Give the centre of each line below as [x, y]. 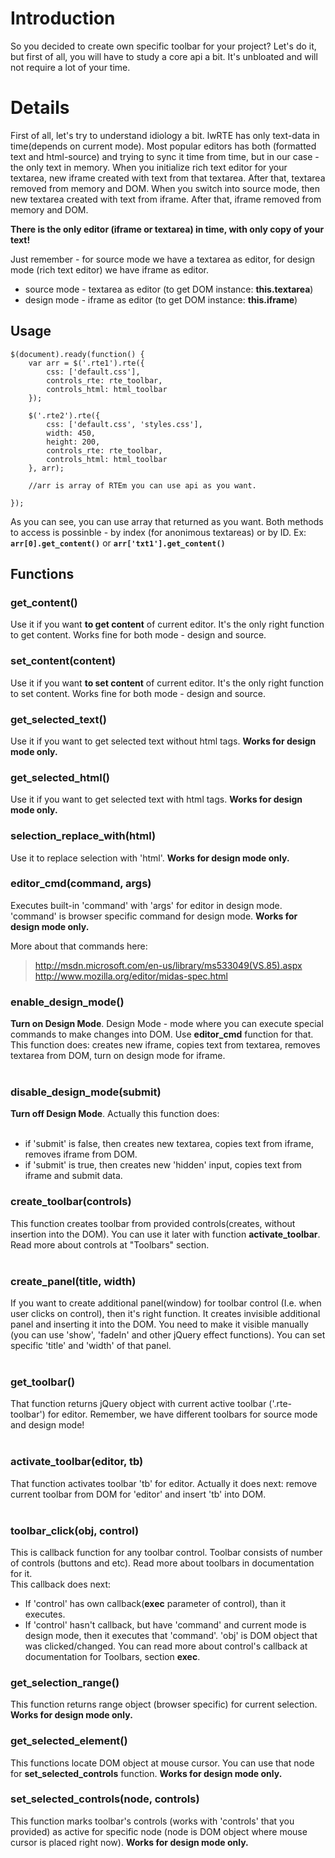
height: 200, [73, 442]
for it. [21, 1573]
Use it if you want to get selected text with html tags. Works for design [156, 799]
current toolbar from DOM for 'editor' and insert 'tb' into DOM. [138, 1494]
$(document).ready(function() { [77, 354]
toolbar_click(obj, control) [75, 1530]
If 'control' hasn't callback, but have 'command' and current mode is [165, 1624]
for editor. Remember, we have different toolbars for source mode [182, 1414]
